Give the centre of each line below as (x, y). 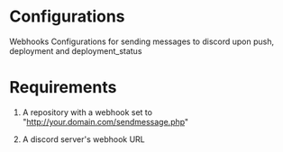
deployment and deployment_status (76, 50)
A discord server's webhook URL (84, 139)
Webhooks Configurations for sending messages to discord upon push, (142, 41)
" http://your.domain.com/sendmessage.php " (105, 121)
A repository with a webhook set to (87, 112)
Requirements (63, 88)
